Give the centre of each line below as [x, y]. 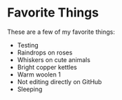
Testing [28, 45]
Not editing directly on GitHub [59, 81]
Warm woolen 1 [39, 74]
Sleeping [30, 89]
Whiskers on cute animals [54, 59]
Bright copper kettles [47, 67]
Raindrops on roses [45, 52]
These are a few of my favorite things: [61, 32]
